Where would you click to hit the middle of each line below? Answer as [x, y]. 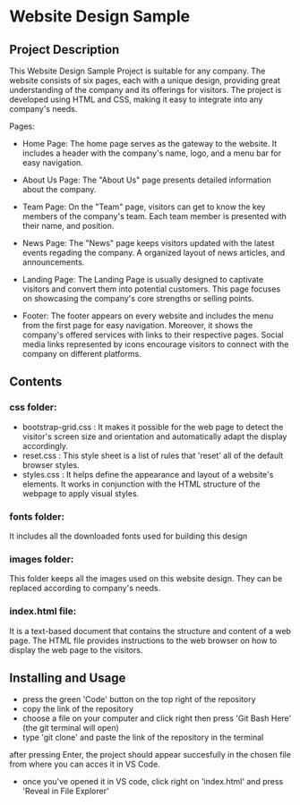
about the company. [59, 189]
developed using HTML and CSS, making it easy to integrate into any [136, 99]
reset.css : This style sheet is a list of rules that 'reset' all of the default [153, 455]
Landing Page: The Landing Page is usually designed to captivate [143, 280]
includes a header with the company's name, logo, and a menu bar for [152, 153]
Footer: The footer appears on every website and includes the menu [148, 316]
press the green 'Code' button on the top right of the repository [139, 699]
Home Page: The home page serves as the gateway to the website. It [150, 144]
